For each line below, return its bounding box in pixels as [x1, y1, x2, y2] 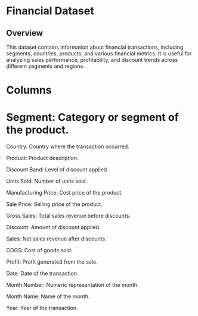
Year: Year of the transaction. [6, 305, 79, 312]
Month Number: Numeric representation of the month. [6, 281, 139, 289]
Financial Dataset [6, 4, 94, 18]
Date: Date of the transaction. [6, 270, 79, 277]
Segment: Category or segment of [6, 111, 179, 124]
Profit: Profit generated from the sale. [6, 258, 98, 265]
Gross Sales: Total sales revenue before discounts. [6, 212, 131, 220]
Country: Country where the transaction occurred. [6, 143, 129, 150]
